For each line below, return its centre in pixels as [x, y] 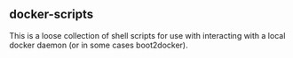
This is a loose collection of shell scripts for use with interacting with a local [147, 35]
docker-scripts [51, 14]
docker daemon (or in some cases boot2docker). [99, 45]
